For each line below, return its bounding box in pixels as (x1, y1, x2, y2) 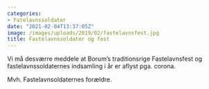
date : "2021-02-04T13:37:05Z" (7, 23, 95, 30)
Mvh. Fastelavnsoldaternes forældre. (7, 75, 112, 83)
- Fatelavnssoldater (7, 17, 67, 23)
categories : (7, 10, 42, 17)
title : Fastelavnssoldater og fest (7, 36, 110, 43)
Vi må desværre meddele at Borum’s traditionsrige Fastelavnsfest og (7, 55, 203, 63)
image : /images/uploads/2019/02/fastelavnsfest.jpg (7, 29, 159, 37)
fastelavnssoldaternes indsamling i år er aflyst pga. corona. (7, 62, 176, 70)
